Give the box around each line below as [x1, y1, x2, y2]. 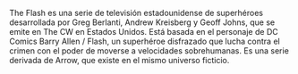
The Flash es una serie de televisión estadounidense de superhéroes [9, 8, 264, 18]
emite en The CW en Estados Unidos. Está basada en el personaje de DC [9, 27, 279, 37]
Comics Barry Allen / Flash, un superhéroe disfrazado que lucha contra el [9, 36, 280, 46]
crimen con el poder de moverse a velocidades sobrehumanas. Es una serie [9, 45, 289, 56]
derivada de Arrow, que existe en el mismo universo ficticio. [9, 55, 230, 65]
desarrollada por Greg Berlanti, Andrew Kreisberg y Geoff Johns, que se [9, 17, 276, 28]
